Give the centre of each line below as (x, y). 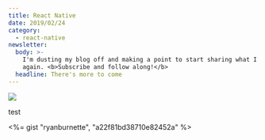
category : (25, 30)
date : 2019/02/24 (37, 23)
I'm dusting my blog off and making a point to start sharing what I (140, 60)
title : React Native (42, 15)
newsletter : (28, 45)
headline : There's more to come (69, 74)
